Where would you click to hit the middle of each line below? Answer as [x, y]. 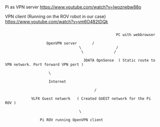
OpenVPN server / [71, 43]
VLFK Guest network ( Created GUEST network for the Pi [91, 99]
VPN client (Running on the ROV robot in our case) [55, 16]
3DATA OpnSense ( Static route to [119, 60]
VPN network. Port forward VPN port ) [44, 65]
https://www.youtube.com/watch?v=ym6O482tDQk [57, 22]
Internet [57, 82]
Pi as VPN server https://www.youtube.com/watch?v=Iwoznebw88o [73, 7]
